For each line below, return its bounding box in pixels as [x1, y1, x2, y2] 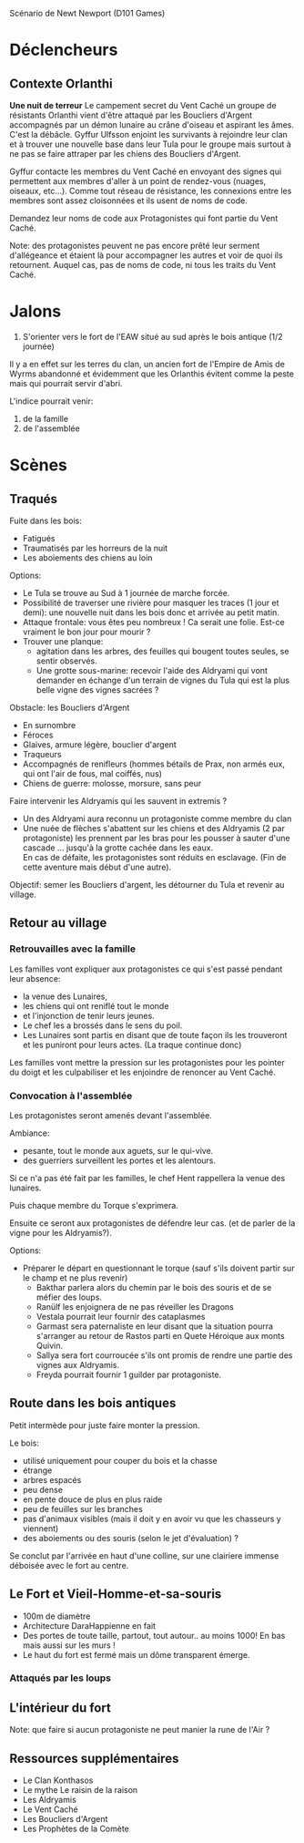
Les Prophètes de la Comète [22, 1823, 130, 1835]
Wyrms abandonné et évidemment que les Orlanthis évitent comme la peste [9, 368, 294, 379]
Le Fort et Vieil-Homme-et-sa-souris [9, 1586, 222, 1602]
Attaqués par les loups [9, 1672, 112, 1684]
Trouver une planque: [22, 635, 104, 646]
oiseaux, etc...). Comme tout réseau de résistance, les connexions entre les [9, 186, 292, 196]
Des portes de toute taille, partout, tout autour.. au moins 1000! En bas [22, 1630, 286, 1641]
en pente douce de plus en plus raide [22, 1494, 163, 1505]
